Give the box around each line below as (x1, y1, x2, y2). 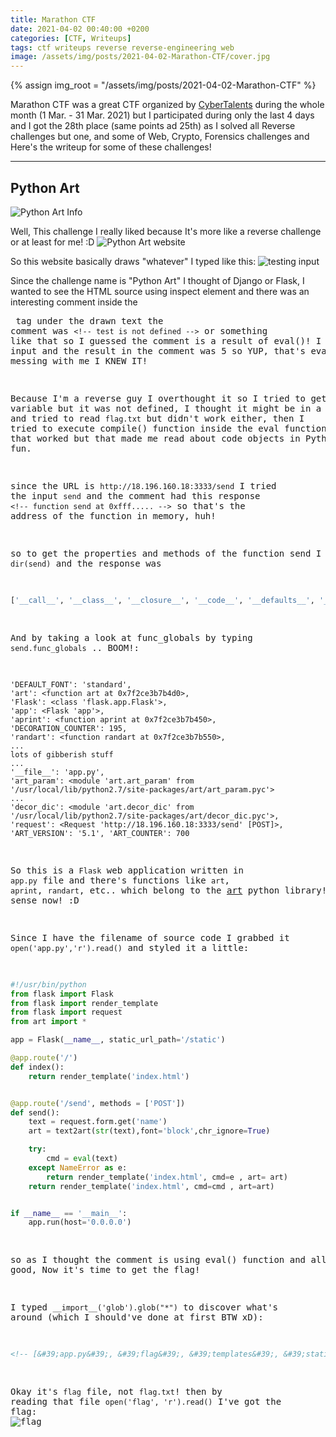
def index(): (10, 1062, 65, 1072)
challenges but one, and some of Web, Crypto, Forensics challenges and (10, 131, 310, 143)
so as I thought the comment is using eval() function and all (10, 1254, 327, 1266)
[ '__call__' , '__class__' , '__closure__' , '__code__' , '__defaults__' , (10, 595, 315, 605)
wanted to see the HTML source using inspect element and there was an (10, 285, 310, 297)
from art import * (10, 1017, 87, 1027)
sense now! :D (10, 894, 80, 906)
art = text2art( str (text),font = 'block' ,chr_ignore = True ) (28, 1126, 271, 1136)
